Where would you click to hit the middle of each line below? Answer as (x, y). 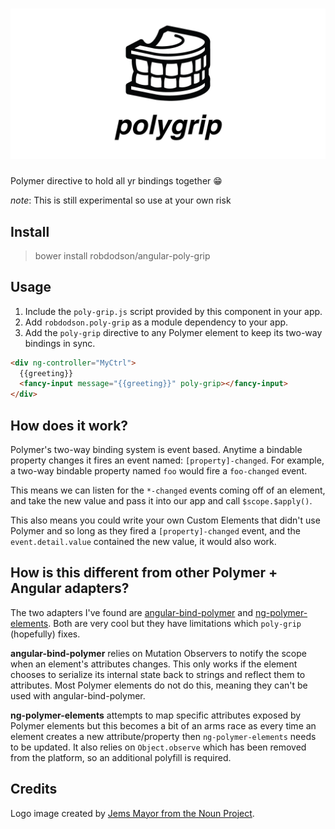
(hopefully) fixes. (45, 634)
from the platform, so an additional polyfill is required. (121, 757)
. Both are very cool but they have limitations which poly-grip (175, 623)
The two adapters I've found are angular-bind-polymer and (131, 612)
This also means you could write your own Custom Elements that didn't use (165, 520)
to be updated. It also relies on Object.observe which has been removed (158, 747)
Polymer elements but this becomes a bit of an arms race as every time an (163, 725)
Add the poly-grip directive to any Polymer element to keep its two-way (173, 332)
